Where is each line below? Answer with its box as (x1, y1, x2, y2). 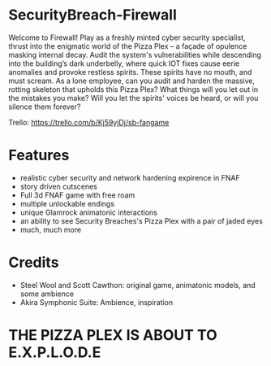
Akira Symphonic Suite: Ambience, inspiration (19, 297, 174, 307)
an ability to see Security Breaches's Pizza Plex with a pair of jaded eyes (19, 216, 264, 225)
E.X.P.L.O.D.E (8, 343, 101, 361)
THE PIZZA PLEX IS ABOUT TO (8, 326, 217, 344)
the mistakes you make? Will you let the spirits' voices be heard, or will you (8, 93, 259, 102)
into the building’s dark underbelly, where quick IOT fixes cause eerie (8, 59, 240, 68)
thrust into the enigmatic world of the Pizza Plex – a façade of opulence (8, 41, 247, 50)
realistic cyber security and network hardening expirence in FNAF (19, 172, 241, 182)
